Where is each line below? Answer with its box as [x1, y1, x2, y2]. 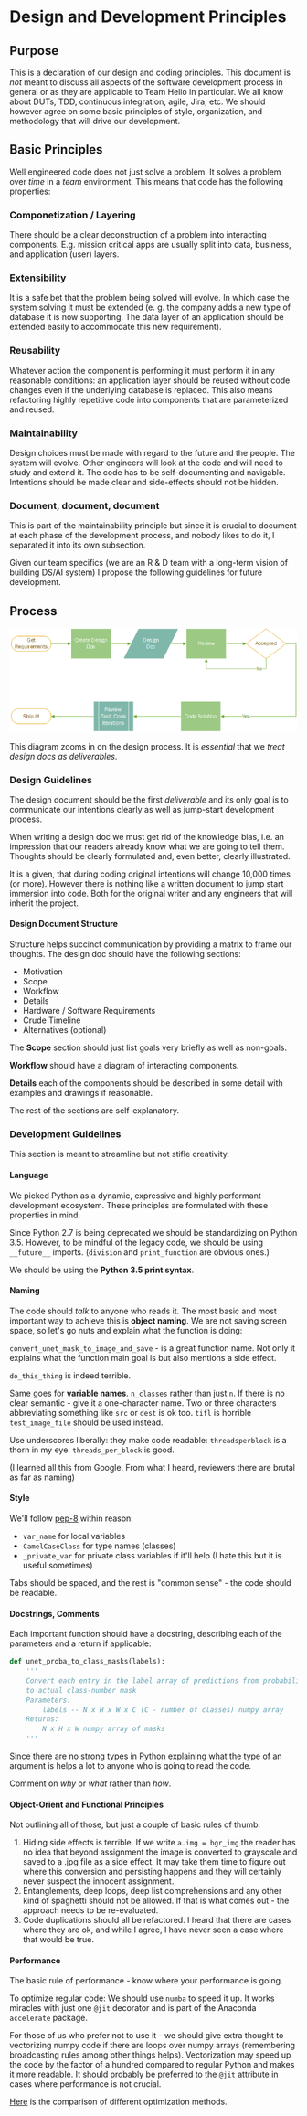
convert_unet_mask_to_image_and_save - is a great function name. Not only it [9, 1342, 295, 1354]
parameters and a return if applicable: [9, 1638, 152, 1649]
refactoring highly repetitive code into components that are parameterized [9, 394, 289, 405]
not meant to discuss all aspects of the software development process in [9, 77, 283, 88]
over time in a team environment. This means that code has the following [9, 175, 284, 186]
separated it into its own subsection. [9, 539, 146, 550]
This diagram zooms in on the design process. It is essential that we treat [9, 740, 285, 751]
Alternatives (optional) [22, 1025, 107, 1036]
